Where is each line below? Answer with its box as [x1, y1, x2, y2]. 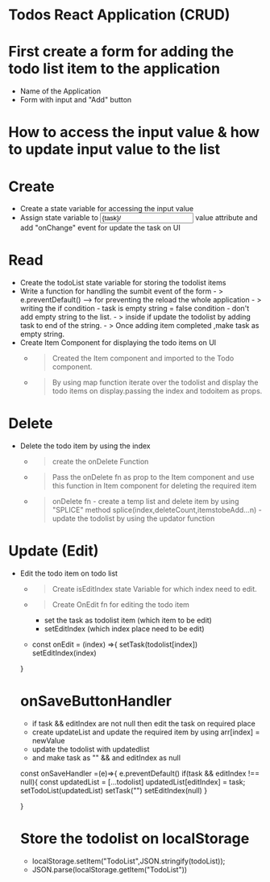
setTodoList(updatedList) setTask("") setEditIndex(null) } [19, 786, 208, 795]
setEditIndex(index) [31, 648, 97, 658]
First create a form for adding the [8, 43, 235, 61]
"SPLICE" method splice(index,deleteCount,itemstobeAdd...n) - [52, 505, 262, 515]
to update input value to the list [8, 140, 221, 159]
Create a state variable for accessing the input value [19, 204, 194, 214]
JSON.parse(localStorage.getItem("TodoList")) [31, 864, 188, 874]
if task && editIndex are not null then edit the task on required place [31, 719, 255, 728]
